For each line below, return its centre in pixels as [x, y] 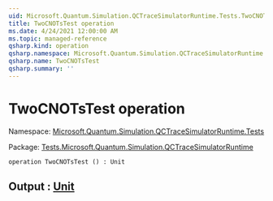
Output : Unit [41, 187]
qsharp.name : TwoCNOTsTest [54, 62]
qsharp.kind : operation [49, 46]
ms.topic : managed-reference [58, 38]
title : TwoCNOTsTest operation [61, 24]
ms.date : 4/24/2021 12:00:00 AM [63, 31]
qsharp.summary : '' [41, 69]
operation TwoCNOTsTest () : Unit [67, 162]
